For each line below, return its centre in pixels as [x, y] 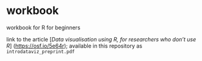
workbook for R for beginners [43, 27]
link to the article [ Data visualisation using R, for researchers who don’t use [101, 39]
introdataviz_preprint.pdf [41, 52]
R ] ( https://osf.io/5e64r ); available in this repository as [74, 46]
